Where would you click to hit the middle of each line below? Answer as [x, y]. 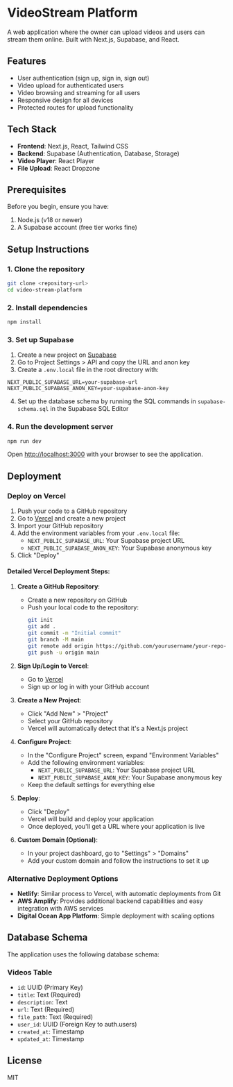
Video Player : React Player [56, 160]
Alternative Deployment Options [63, 878]
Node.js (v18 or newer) [50, 220]
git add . [42, 627]
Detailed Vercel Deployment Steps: [59, 571]
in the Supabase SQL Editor [89, 409]
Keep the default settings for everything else [91, 784]
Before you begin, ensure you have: [58, 207]
